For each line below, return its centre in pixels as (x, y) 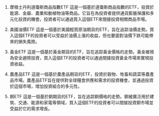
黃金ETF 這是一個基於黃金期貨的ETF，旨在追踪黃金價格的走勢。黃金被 (80, 52)
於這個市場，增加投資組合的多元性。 (46, 86)
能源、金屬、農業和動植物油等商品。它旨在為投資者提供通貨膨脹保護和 (80, 13)
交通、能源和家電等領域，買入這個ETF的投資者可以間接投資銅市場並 (86, 102)
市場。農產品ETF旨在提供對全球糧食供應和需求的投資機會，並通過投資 (84, 80)
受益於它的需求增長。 (31, 109)
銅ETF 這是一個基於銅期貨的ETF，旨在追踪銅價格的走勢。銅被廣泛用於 (80, 96)
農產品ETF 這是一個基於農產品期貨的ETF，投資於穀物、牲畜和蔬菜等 (78, 74)
